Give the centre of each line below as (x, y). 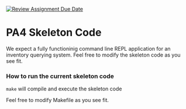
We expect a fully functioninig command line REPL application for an (88, 48)
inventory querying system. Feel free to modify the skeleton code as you (93, 55)
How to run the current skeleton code (60, 76)
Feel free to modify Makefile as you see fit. (58, 100)
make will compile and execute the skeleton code (64, 89)
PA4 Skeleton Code (54, 33)
